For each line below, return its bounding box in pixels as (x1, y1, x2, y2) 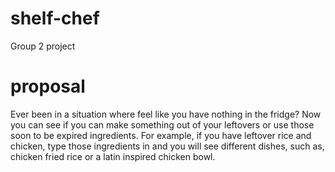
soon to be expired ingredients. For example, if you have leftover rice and (10, 129, 312, 141)
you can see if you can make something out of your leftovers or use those (10, 118, 315, 131)
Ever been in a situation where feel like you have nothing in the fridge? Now (10, 108, 322, 120)
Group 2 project (10, 40, 76, 52)
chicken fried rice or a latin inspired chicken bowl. (10, 150, 216, 162)
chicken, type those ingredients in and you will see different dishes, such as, (10, 140, 325, 152)
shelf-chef (10, 7, 100, 30)
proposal (10, 75, 86, 98)
